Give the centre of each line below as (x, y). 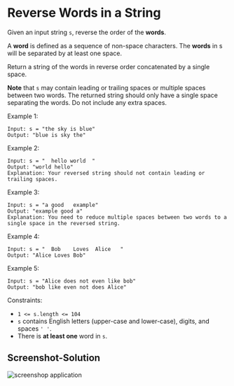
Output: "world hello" (40, 167)
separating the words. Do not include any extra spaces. (87, 102)
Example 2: (23, 148)
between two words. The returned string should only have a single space (113, 95)
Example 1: (23, 116)
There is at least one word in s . (62, 336)
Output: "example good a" (45, 211)
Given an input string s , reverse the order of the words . (87, 32)
